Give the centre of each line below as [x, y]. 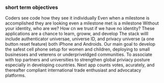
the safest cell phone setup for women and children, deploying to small [78, 49]
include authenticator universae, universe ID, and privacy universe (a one [80, 39]
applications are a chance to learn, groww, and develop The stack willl [77, 34]
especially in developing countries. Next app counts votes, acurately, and [80, 65]
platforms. [16, 76]
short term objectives [32, 7]
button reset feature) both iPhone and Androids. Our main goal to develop [80, 44]
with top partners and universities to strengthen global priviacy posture [78, 60]
